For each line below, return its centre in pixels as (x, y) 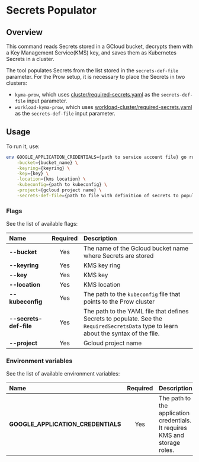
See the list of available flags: (42, 224)
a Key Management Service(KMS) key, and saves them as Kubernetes (91, 53)
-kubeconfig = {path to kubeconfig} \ (62, 185)
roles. (167, 450)
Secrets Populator (51, 10)
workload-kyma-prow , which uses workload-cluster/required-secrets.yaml (103, 107)
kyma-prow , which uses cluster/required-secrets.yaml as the (87, 94)
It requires (173, 428)
